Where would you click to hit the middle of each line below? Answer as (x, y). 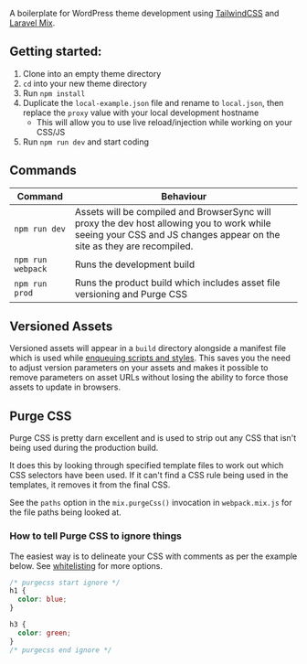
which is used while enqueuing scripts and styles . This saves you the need (150, 358)
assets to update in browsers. (65, 387)
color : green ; (44, 633)
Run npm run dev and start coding (85, 142)
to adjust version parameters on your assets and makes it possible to (139, 368)
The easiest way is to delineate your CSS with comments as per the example (153, 556)
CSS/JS (51, 132)
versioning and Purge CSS (131, 294)
